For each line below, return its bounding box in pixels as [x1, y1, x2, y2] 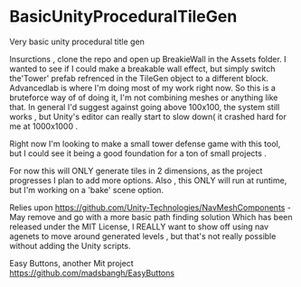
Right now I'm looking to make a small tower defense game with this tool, [9, 138, 281, 149]
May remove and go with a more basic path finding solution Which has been [9, 211, 293, 222]
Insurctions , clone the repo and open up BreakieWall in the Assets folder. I [9, 53, 287, 64]
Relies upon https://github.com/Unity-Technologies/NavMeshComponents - [9, 201, 292, 213]
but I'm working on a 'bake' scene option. [9, 184, 165, 195]
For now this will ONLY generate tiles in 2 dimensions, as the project [9, 165, 263, 176]
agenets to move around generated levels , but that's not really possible [9, 230, 277, 241]
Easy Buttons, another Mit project [9, 257, 134, 268]
